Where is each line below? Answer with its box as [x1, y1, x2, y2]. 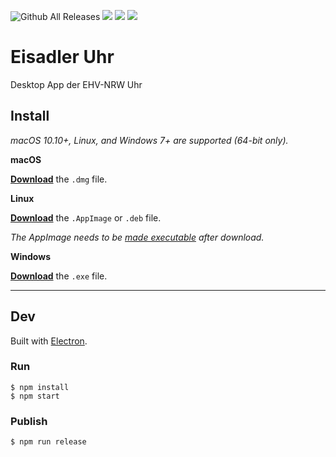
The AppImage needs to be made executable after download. [10, 231, 265, 243]
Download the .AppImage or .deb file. [10, 211, 162, 224]
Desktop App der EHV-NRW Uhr [10, 78, 143, 90]
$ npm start [10, 391, 60, 401]
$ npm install [10, 382, 70, 392]
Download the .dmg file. [10, 173, 108, 185]
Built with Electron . [10, 335, 88, 347]
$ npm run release [10, 437, 87, 447]
